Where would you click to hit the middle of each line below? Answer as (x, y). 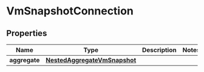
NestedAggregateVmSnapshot (91, 60)
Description (159, 50)
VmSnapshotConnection (70, 11)
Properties (27, 33)
